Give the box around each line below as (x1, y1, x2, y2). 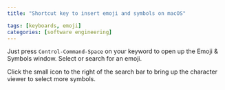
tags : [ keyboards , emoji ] (7, 22, 81, 29)
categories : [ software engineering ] (7, 29, 112, 35)
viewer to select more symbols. (7, 75, 96, 83)
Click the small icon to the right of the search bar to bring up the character (7, 67, 218, 76)
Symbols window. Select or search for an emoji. (7, 55, 142, 63)
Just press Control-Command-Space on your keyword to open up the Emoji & (7, 47, 218, 55)
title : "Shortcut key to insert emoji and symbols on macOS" (7, 10, 186, 17)
